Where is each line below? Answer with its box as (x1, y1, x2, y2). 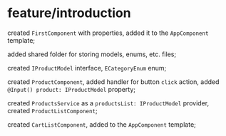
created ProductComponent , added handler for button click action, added (7, 77, 220, 86)
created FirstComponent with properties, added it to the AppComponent (7, 28, 209, 37)
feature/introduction (7, 5, 131, 21)
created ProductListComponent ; (7, 106, 98, 115)
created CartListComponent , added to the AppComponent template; (7, 120, 196, 129)
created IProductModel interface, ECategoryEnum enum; (7, 63, 167, 72)
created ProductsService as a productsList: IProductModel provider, (7, 98, 210, 108)
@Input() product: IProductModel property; (7, 85, 136, 93)
